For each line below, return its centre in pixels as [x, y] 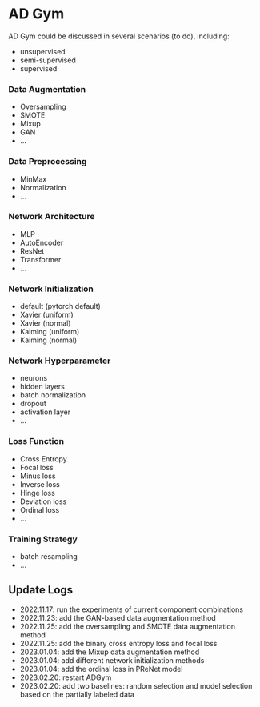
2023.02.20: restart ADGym [66, 677]
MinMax [33, 179]
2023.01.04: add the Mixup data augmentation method [110, 652]
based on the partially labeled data [77, 694]
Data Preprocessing [48, 162]
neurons [34, 378]
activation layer [45, 412]
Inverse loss [40, 484]
